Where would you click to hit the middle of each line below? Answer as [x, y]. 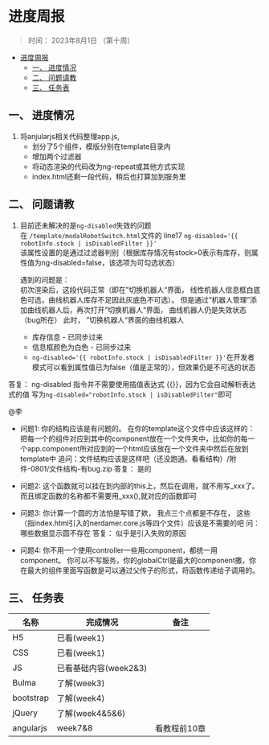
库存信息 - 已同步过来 [67, 337]
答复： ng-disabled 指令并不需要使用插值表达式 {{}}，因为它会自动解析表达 [132, 384]
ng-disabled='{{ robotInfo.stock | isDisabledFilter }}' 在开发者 [143, 357]
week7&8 [75, 728]
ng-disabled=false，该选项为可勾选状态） [110, 262]
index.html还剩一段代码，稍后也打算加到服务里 [109, 176]
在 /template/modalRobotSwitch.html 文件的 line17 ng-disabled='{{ [129, 235]
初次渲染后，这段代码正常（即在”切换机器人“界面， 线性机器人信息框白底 [140, 290]
